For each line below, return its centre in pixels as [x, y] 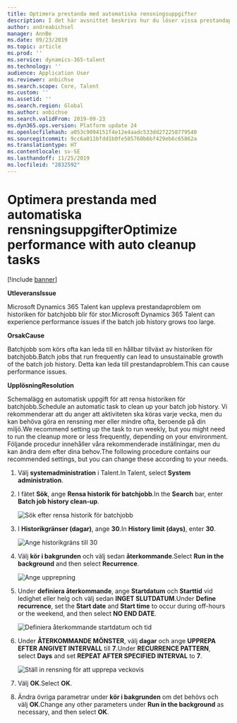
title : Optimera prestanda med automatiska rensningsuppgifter [102, 14]
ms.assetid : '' [30, 100]
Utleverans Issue [32, 293]
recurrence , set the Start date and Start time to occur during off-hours [121, 606]
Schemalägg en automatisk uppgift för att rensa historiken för [96, 399]
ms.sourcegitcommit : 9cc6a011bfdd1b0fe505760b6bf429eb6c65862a [102, 138]
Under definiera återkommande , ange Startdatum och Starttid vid [115, 591]
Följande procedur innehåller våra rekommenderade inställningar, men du [114, 444]
